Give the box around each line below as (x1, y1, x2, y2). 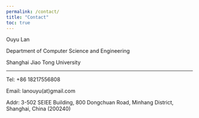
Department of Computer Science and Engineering (6, 47, 130, 55)
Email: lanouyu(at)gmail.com (6, 87, 76, 95)
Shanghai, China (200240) (6, 105, 71, 113)
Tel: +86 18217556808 (6, 76, 60, 83)
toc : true (6, 20, 31, 25)
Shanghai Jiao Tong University (6, 59, 81, 66)
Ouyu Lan (6, 36, 30, 43)
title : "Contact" (6, 14, 49, 20)
